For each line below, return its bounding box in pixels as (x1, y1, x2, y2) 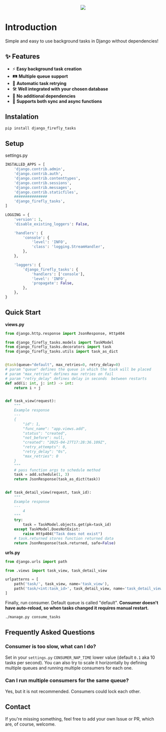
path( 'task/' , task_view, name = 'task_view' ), (14, 582, 110, 587)
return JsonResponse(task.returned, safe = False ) (14, 541, 116, 546)
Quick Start (5, 308, 41, 317)
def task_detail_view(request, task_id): (5, 490, 92, 495)
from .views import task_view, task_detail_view (5, 568, 107, 573)
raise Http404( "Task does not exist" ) (23, 532, 103, 537)
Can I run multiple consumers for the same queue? (5, 677, 129, 684)
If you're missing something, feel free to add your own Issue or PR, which (5, 716, 155, 722)
